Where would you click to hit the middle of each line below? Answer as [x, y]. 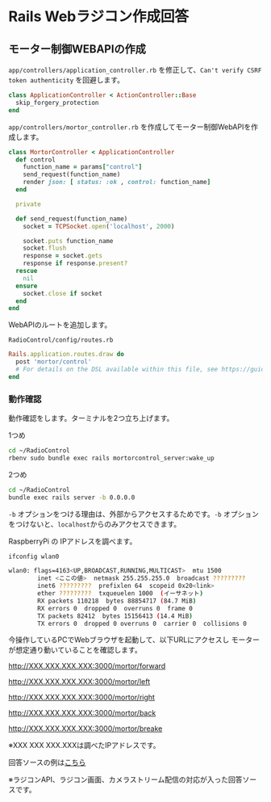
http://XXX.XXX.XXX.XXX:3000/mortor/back [82, 713]
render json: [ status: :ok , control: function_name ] [117, 183]
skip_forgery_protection [57, 103]
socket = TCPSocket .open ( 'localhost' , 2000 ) [99, 226]
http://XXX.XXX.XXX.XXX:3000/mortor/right [82, 697]
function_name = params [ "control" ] [83, 167]
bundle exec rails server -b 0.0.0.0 [72, 498]
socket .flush [45, 248]
